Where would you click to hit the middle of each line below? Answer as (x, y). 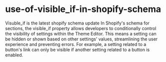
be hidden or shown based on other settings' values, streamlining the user (82, 39)
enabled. (14, 55)
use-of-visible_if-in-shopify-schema (83, 9)
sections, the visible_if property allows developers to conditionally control (81, 28)
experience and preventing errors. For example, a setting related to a (76, 44)
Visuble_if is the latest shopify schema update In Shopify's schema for (77, 23)
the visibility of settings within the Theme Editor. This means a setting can (81, 33)
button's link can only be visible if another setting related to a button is (78, 49)
